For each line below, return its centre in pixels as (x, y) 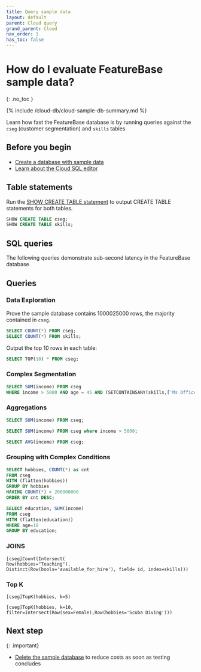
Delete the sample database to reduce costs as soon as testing (92, 657)
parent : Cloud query (32, 23)
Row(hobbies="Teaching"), (38, 564)
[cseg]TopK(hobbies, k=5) (38, 597)
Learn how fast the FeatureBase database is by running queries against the (99, 122)
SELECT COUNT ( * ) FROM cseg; (41, 331)
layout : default (26, 17)
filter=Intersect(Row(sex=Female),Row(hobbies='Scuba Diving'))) (89, 612)
